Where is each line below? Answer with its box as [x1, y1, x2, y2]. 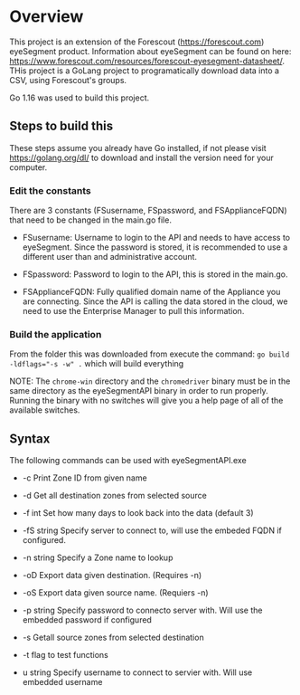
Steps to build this [9, 119, 114, 134]
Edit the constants [9, 184, 92, 196]
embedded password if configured [22, 614, 152, 625]
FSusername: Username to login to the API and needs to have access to [22, 233, 291, 243]
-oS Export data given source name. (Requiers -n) [22, 587, 210, 598]
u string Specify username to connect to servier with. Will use [22, 667, 253, 678]
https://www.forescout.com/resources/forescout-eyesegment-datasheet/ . [9, 55, 285, 66]
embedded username [22, 677, 103, 688]
